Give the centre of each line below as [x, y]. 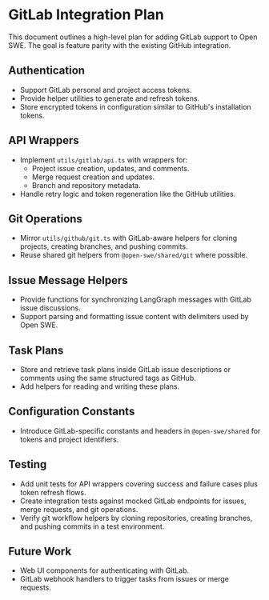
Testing [28, 464]
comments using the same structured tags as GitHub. [108, 378]
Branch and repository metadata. [86, 185]
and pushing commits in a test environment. [92, 526]
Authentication [47, 71]
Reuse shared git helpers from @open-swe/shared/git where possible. [134, 255]
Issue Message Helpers [68, 280]
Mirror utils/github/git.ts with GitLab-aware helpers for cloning [128, 238]
